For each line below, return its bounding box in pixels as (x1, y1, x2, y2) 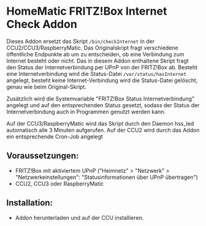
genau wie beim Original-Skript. (6, 83, 87, 90)
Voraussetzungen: (6, 151, 79, 161)
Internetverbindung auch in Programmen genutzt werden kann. (6, 108, 166, 115)
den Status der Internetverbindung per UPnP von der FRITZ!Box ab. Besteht (6, 63, 197, 71)
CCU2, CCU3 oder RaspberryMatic (15, 179, 104, 187)
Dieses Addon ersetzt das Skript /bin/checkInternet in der (6, 37, 155, 45)
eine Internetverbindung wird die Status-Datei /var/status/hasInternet (6, 70, 187, 77)
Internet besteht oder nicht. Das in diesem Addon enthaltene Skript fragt (6, 57, 189, 64)
